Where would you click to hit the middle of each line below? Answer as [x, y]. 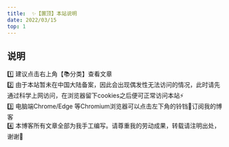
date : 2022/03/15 [32, 20]
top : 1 [17, 26]
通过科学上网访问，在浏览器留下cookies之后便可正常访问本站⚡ [96, 96]
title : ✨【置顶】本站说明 [42, 13]
